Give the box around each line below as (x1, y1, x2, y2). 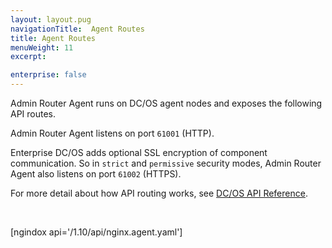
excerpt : (10, 52, 47, 62)
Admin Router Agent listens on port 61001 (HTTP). (10, 127, 215, 139)
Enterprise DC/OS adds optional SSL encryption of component (10, 147, 268, 158)
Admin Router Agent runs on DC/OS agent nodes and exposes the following (10, 97, 323, 109)
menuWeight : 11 (10, 42, 74, 53)
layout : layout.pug (10, 14, 92, 25)
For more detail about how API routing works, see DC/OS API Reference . (10, 187, 308, 199)
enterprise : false (10, 70, 87, 80)
